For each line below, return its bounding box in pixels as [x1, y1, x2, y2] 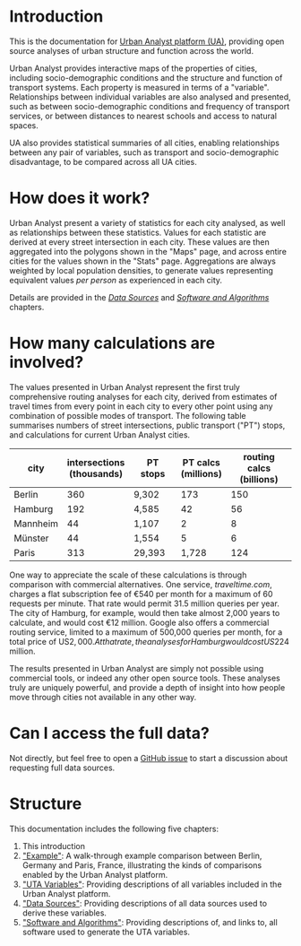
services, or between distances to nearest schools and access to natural [9, 110, 278, 121]
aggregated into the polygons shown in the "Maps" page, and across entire [9, 246, 287, 256]
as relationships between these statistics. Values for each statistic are [9, 227, 267, 238]
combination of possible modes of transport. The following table [9, 410, 246, 421]
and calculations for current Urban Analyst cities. [9, 429, 191, 440]
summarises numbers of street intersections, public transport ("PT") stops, [9, 420, 286, 430]
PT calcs [182, 456, 221, 468]
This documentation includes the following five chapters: [9, 823, 219, 834]
